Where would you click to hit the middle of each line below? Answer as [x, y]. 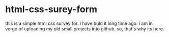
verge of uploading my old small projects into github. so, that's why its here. [85, 28]
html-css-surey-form [51, 9]
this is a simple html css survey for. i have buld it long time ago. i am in [79, 23]
